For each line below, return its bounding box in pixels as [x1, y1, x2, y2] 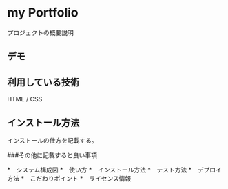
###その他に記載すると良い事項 [7, 150, 98, 159]
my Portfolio [7, 5, 79, 21]
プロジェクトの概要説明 [7, 28, 74, 37]
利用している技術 [7, 76, 80, 88]
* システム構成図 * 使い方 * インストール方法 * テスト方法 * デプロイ [7, 166, 222, 174]
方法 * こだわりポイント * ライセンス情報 [7, 174, 132, 182]
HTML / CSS [7, 95, 43, 103]
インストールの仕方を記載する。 [7, 136, 98, 144]
